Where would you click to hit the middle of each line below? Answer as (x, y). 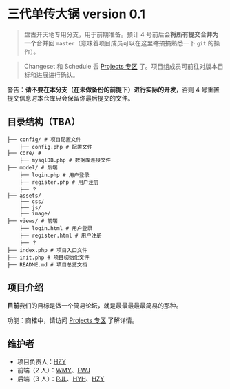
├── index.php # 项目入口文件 (47, 250)
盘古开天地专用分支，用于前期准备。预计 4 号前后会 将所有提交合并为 (121, 34)
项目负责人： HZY (42, 361)
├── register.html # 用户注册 (61, 235)
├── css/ (32, 201)
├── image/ (35, 213)
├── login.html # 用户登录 (56, 228)
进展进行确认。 (57, 75)
